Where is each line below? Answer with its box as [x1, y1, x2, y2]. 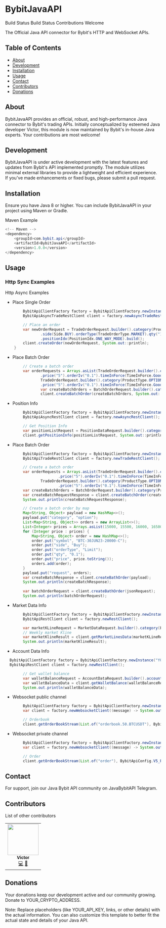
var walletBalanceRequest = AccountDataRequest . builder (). [23, 676, 147, 681]
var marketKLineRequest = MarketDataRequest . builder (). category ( [23, 625, 161, 631]
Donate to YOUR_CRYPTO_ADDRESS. [5, 897, 81, 903]
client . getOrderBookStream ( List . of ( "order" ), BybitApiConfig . [23, 758, 154, 763]
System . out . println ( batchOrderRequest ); [23, 593, 107, 598]
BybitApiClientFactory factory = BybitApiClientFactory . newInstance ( [9, 658, 156, 663]
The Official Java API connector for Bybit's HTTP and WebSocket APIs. [5, 29, 150, 35]
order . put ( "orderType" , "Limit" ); [31, 547, 103, 552]
